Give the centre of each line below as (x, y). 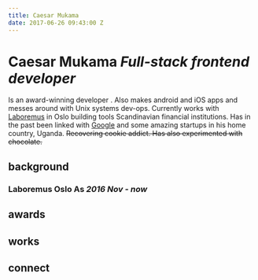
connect (29, 268)
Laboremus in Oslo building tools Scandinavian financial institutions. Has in (129, 117)
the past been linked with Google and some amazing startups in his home (127, 125)
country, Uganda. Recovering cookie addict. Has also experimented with (125, 134)
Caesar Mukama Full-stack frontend (129, 62)
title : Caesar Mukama (44, 15)
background (39, 166)
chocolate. (25, 142)
